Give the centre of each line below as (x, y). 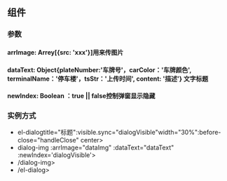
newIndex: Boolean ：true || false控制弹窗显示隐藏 (81, 96)
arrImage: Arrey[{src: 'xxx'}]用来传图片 (66, 52)
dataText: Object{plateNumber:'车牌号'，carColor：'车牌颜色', (99, 69)
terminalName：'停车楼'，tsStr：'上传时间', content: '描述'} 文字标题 (108, 79)
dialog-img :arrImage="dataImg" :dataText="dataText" (96, 148)
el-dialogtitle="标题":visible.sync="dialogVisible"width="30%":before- (119, 133)
